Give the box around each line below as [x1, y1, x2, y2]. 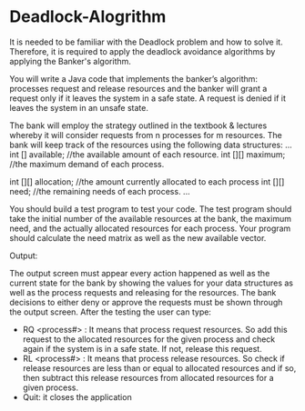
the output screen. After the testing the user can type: [9, 306, 212, 317]
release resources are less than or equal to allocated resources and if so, [22, 362, 297, 374]
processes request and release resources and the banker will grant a [9, 83, 268, 94]
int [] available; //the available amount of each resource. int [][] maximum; [9, 148, 286, 160]
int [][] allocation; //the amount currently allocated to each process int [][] [9, 175, 285, 187]
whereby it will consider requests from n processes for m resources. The [9, 129, 282, 140]
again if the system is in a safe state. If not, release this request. [22, 343, 262, 354]
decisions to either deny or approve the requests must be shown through [9, 296, 283, 307]
